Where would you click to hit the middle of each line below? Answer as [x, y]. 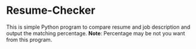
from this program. [29, 39]
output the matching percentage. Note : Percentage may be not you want [96, 33]
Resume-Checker [51, 10]
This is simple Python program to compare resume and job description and [98, 27]
